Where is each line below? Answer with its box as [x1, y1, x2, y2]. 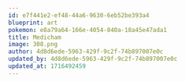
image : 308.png [8, 41, 58, 48]
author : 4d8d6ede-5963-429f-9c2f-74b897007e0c [8, 48, 164, 55]
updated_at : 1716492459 [8, 62, 87, 70]
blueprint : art [8, 19, 58, 27]
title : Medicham [8, 33, 61, 41]
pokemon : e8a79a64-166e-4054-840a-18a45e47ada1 [8, 26, 168, 34]
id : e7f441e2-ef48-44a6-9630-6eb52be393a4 [8, 11, 150, 20]
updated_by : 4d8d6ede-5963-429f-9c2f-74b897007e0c [8, 55, 178, 63]
